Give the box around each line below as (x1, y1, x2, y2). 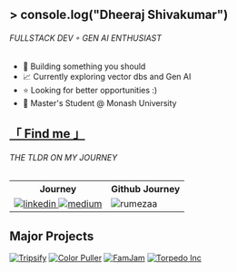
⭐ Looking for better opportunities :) (22, 84, 158, 95)
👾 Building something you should (22, 61, 146, 72)
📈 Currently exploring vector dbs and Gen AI (22, 71, 192, 82)
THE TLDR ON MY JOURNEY (9, 151, 118, 162)
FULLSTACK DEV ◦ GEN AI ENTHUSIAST (9, 32, 162, 44)
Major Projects (9, 228, 94, 244)
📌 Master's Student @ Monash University (22, 97, 177, 108)
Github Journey (110, 183, 181, 196)
